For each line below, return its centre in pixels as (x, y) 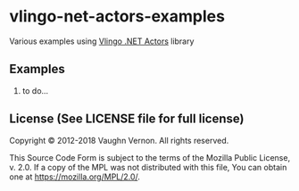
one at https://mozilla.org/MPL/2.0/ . (75, 177)
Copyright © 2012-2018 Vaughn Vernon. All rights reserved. (119, 140)
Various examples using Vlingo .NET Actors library (102, 41)
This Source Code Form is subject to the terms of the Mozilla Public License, (150, 157)
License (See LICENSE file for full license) (127, 119)
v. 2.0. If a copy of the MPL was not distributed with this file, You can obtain (148, 167)
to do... (35, 90)
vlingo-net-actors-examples (117, 17)
